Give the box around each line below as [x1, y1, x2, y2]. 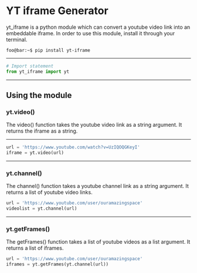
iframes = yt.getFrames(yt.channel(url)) [6, 261, 109, 268]
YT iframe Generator [6, 4, 108, 18]
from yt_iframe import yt [6, 69, 69, 75]
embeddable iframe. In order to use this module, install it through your [6, 29, 175, 36]
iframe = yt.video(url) [6, 150, 64, 156]
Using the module [6, 90, 72, 100]
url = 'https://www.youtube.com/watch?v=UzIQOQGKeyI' [6, 144, 141, 150]
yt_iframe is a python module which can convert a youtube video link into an [6, 23, 191, 31]
